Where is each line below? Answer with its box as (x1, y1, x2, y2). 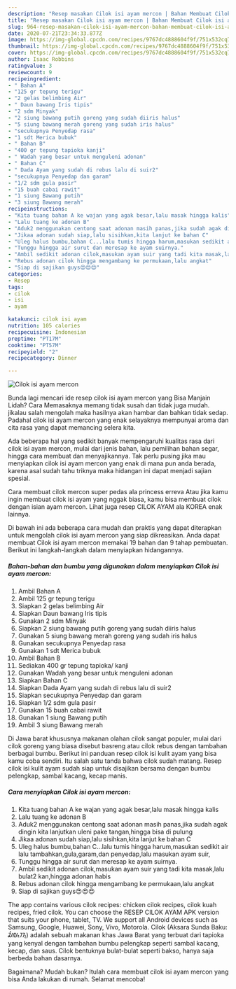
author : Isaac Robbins (8, 56, 74, 63)
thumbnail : (8, 43, 40, 50)
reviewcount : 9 (8, 69, 53, 76)
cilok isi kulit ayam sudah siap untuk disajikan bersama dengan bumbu (8, 764, 211, 773)
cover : (8, 50, 27, 57)
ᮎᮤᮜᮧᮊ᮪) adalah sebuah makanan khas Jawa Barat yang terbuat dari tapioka (8, 931, 225, 939)
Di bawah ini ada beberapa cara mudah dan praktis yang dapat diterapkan (8, 524, 222, 532)
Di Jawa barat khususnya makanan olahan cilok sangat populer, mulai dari (8, 734, 222, 743)
